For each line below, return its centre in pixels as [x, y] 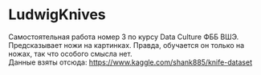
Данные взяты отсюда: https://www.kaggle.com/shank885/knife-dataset [130, 62]
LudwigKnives [57, 15]
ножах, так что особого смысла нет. [70, 53]
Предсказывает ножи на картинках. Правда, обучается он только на [126, 45]
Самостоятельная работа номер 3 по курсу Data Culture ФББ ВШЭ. [124, 37]
